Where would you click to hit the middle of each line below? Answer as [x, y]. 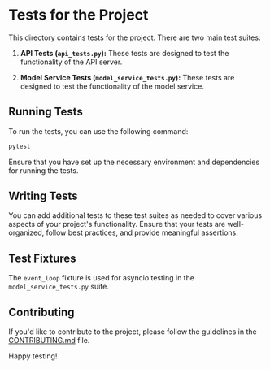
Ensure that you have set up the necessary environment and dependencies [134, 162]
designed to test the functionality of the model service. [112, 86]
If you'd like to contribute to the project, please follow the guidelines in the [133, 332]
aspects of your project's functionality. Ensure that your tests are [117, 224]
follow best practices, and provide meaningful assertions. [142, 232]
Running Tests [46, 112]
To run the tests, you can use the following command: [98, 131]
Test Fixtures [42, 258]
